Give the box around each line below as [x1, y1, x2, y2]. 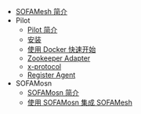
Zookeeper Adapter [27, 53, 91, 63]
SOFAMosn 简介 [27, 88, 80, 97]
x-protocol [27, 62, 61, 71]
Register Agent [27, 70, 76, 79]
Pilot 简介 [27, 25, 58, 34]
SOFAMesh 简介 [15, 7, 68, 16]
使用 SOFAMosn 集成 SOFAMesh [27, 97, 133, 107]
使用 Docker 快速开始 [27, 45, 96, 53]
